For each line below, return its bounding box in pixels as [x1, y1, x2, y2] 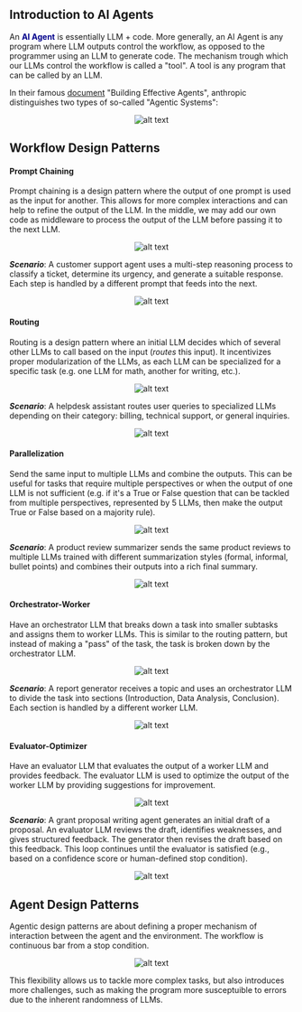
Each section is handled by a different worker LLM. [9, 702, 198, 713]
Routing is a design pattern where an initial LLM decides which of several [9, 336, 281, 347]
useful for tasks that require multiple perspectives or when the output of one [9, 478, 293, 489]
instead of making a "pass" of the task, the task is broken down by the [9, 639, 270, 650]
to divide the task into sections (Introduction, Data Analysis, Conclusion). [9, 693, 279, 704]
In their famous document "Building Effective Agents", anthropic [9, 87, 247, 98]
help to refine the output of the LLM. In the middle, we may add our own [9, 205, 277, 216]
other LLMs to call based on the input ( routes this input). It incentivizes [9, 346, 272, 357]
